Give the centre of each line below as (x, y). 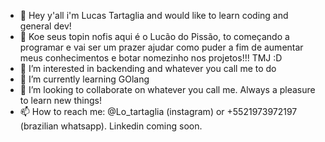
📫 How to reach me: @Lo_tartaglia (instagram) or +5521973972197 (158, 111)
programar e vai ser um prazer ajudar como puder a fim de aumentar (161, 47)
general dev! (45, 26)
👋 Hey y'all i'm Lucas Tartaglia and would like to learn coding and (154, 15)
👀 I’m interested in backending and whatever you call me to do (148, 68)
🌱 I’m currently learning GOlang (84, 79)
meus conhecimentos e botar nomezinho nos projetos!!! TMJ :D (151, 58)
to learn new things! (60, 100)
